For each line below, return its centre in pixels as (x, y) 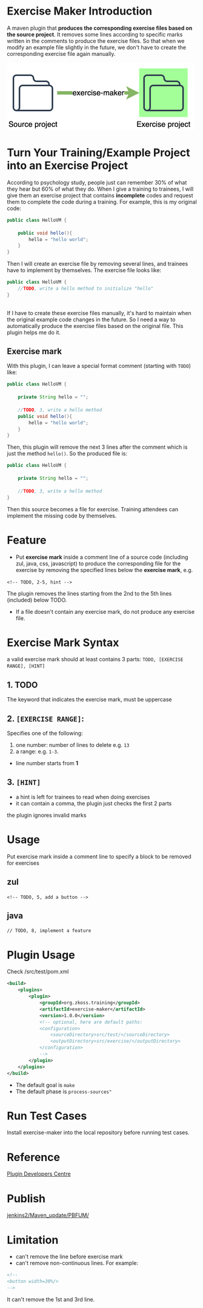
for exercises (23, 863)
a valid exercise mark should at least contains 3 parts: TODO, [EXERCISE (95, 659)
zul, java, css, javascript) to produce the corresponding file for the (98, 564)
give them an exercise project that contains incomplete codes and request (100, 195)
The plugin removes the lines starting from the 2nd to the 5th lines (89, 593)
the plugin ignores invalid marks (47, 815)
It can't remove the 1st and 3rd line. (51, 1299)
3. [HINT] (24, 782)
